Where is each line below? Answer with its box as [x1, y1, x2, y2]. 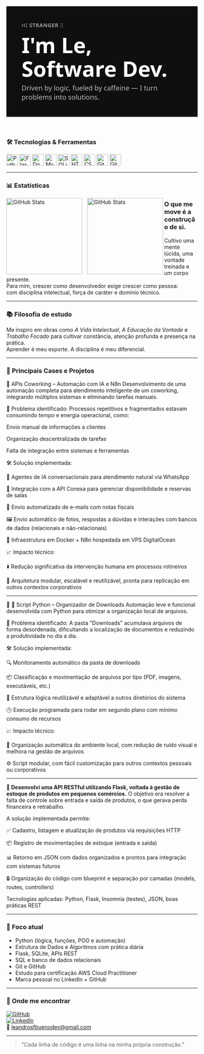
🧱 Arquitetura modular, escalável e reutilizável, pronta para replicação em [6, 577, 189, 584]
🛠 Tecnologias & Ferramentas [6, 138, 97, 146]
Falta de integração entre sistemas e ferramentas [6, 447, 129, 454]
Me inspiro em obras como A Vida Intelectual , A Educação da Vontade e [6, 326, 188, 333]
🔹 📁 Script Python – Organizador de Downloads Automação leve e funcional [6, 601, 195, 609]
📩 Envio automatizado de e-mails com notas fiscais [6, 503, 135, 511]
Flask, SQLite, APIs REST [15, 950, 78, 957]
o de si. [164, 223, 186, 231]
